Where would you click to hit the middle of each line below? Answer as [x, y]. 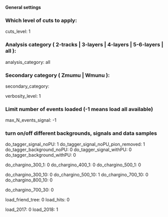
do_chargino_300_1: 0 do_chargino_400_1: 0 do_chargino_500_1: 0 [73, 165]
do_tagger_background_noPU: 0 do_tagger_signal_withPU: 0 [69, 150]
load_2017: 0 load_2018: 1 [32, 209]
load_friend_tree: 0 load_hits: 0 [38, 200]
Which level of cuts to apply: [41, 20]
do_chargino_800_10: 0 [29, 180]
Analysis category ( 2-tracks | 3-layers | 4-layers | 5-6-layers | [84, 45]
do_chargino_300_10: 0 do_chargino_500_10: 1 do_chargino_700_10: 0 [77, 175]
